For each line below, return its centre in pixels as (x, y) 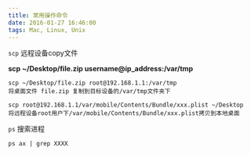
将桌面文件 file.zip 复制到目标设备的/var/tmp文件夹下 (89, 92)
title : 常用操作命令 (38, 15)
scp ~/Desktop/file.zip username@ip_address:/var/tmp (101, 69)
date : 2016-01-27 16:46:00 (52, 23)
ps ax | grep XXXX (38, 144)
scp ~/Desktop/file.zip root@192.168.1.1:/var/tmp (93, 83)
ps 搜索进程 (27, 129)
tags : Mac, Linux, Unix (47, 30)
